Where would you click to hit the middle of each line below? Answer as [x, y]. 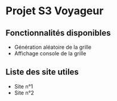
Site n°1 [24, 86]
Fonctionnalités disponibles [58, 33]
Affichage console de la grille [50, 53]
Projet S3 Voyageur [55, 11]
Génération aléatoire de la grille [53, 47]
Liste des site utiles [42, 72]
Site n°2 [24, 93]
